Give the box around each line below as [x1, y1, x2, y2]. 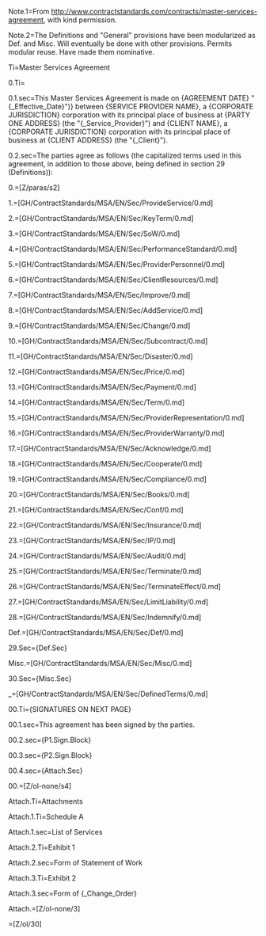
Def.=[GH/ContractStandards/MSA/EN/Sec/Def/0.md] [8, 628, 184, 637]
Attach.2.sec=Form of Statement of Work [8, 858, 142, 867]
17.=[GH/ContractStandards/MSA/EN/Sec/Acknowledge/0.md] [8, 443, 211, 453]
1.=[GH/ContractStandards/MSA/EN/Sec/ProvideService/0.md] [8, 198, 214, 207]
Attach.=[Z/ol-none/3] [8, 904, 81, 913]
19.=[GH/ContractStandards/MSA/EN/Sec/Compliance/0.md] [8, 474, 207, 484]
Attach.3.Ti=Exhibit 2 [8, 873, 77, 882]
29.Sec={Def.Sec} [8, 643, 67, 653]
